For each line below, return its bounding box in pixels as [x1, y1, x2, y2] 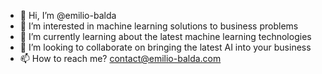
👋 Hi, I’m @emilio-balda [19, 10, 117, 21]
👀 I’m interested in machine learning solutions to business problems [19, 20, 299, 32]
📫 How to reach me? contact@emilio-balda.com [19, 53, 222, 64]
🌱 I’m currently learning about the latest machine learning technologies [19, 31, 312, 42]
